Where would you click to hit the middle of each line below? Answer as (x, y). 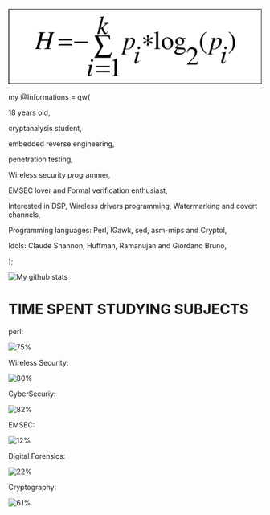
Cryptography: (33, 488)
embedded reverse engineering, (61, 144)
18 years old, (29, 112)
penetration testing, (41, 159)
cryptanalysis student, (45, 129)
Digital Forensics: (37, 456)
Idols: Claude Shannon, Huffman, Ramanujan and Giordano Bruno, (118, 246)
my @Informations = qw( (49, 97)
